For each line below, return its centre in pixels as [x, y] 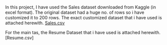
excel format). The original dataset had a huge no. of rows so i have [75, 12]
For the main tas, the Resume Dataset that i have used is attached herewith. [83, 32]
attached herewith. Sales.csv [35, 23]
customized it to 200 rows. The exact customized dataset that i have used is [84, 18]
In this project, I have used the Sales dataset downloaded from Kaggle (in [80, 7]
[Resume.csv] [19, 38]
